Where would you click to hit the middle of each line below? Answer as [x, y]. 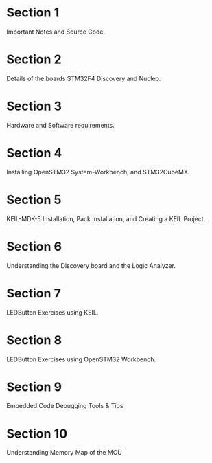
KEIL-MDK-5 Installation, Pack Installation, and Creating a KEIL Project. [106, 218]
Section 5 [34, 200]
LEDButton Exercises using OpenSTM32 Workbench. [81, 359]
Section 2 [34, 59]
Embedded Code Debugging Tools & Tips [65, 406]
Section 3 [34, 106]
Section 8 [34, 340]
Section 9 [34, 387]
